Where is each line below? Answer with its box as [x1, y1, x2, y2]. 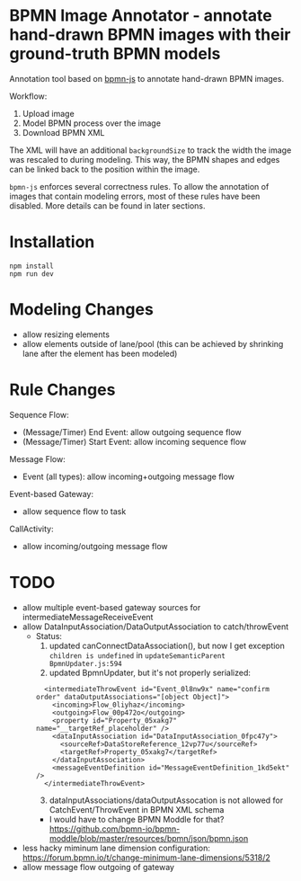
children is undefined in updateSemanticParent [49, 649, 226, 661]
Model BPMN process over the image [22, 118, 162, 129]
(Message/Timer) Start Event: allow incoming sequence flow [22, 436, 247, 447]
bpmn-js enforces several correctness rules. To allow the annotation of [9, 181, 270, 191]
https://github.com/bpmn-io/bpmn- [49, 823, 181, 834]
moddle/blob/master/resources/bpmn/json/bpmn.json [49, 832, 249, 843]
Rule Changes [9, 379, 116, 400]
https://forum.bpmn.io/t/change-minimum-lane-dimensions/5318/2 [22, 851, 271, 863]
